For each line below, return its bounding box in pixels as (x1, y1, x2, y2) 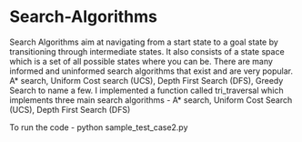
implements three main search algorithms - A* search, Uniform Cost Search (9, 94, 293, 106)
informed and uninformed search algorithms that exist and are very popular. (9, 66, 294, 76)
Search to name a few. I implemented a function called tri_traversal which (9, 85, 284, 96)
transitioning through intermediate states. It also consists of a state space (9, 46, 285, 56)
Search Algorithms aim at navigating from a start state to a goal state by (9, 36, 279, 47)
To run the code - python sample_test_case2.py (9, 121, 188, 133)
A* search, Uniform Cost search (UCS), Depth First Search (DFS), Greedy (9, 75, 284, 86)
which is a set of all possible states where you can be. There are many (9, 56, 273, 66)
